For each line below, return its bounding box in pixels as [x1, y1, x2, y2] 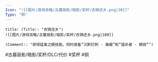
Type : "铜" [5, 12, 28, 17]
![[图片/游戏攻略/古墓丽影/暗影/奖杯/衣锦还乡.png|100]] [5, 32, 114, 37]
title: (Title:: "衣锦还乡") [5, 27, 64, 32]
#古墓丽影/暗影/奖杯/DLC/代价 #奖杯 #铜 [5, 51, 89, 57]
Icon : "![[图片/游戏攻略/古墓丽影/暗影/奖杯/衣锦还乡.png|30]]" [5, 7, 130, 13]
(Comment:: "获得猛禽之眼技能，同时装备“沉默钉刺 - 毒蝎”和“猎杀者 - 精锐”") [5, 42, 154, 47]
